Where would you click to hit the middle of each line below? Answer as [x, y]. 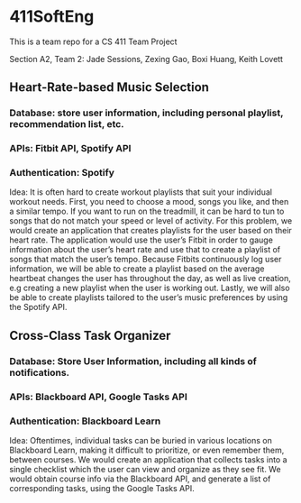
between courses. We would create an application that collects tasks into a [148, 460]
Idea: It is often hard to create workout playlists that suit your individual [141, 192]
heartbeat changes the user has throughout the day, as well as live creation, [150, 279]
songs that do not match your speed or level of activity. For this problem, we [151, 221]
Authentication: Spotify [62, 173]
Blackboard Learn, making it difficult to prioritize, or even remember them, [147, 450]
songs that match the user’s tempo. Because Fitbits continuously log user [146, 260]
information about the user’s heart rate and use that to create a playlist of [145, 250]
